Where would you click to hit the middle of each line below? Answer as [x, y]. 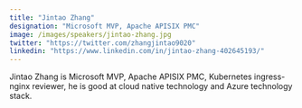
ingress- [269, 76]
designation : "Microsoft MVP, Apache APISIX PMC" [105, 26]
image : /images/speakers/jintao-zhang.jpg [90, 34]
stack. [21, 96]
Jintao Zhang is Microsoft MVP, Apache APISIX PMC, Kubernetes [131, 76]
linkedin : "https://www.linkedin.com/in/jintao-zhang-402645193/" [137, 51]
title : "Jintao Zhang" [52, 18]
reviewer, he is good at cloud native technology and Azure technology [162, 86]
